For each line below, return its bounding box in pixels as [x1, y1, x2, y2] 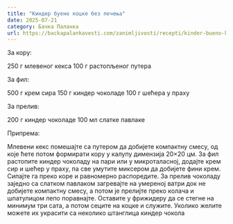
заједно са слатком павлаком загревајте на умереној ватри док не [7, 180, 206, 188]
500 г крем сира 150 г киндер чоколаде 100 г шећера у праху [7, 89, 190, 97]
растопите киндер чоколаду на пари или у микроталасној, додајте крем [7, 157, 221, 166]
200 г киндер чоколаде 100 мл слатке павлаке [7, 116, 146, 124]
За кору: [7, 49, 33, 57]
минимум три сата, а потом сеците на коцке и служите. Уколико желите [7, 202, 222, 210]
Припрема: [7, 129, 40, 137]
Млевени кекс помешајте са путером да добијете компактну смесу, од [7, 143, 218, 151]
